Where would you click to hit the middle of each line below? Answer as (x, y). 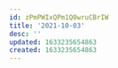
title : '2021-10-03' (47, 26)
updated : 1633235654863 (53, 42)
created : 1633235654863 (53, 50)
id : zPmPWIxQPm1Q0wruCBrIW (59, 17)
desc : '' (25, 34)
